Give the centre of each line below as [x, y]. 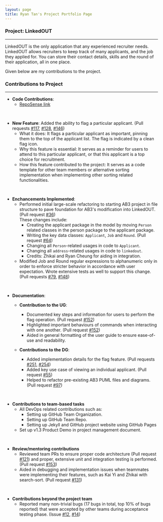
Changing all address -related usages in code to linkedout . [85, 251]
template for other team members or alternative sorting [74, 170]
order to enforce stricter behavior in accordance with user [77, 267]
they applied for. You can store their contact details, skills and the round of [80, 57]
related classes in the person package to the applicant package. [91, 230]
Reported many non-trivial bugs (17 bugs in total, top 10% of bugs [85, 504]
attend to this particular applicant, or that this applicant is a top [82, 155]
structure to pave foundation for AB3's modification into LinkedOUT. [87, 210]
